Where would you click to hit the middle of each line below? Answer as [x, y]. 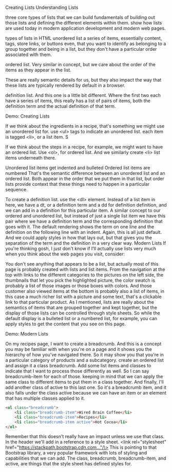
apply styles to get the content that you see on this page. [66, 324]
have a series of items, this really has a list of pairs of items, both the [78, 101]
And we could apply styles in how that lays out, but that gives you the [79, 238]
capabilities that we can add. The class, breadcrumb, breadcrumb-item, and [86, 458]
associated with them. [29, 54]
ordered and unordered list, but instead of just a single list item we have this [85, 216]
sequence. [17, 190]
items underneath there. [31, 158]
